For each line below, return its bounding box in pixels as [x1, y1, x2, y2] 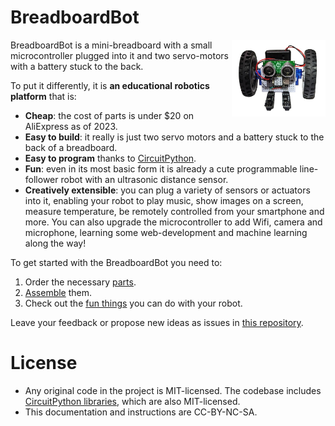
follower [24, 173, 59, 185]
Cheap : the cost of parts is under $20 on [24, 109, 195, 121]
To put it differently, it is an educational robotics [10, 79, 210, 91]
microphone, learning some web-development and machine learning [24, 226, 308, 238]
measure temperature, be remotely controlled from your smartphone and [24, 205, 325, 217]
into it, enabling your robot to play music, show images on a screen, [24, 194, 304, 206]
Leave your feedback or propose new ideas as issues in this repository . [10, 316, 304, 328]
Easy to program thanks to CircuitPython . [24, 152, 197, 164]
